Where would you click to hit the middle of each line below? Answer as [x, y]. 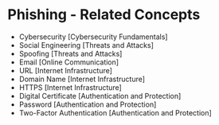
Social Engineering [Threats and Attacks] [86, 45]
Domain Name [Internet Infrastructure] [82, 79]
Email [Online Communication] [69, 62]
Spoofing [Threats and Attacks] [70, 53]
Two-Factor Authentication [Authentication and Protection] [115, 112]
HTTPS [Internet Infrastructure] [70, 87]
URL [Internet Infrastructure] [66, 70]
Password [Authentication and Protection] [88, 104]
